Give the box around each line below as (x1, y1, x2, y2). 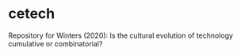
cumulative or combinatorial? (8, 38, 103, 48)
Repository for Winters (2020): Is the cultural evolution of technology (8, 31, 234, 40)
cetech (8, 5, 55, 23)
